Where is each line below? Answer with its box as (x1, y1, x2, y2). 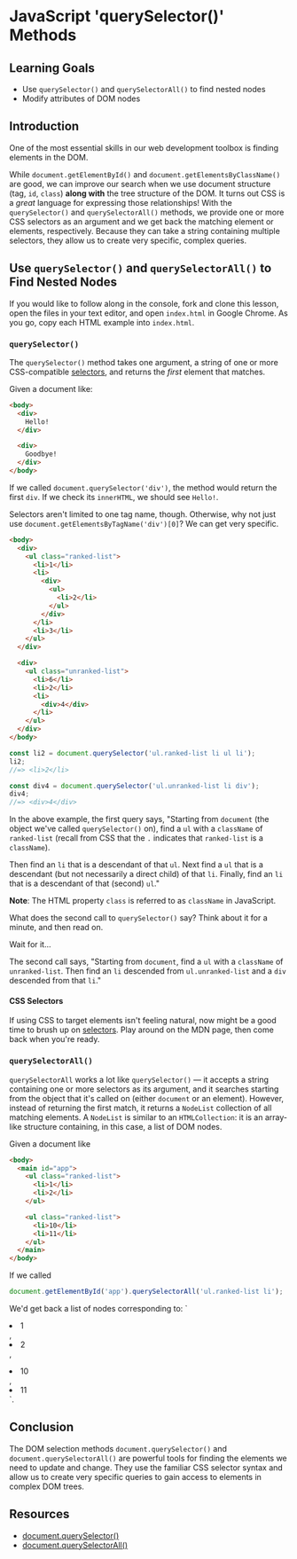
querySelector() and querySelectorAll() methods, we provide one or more (9, 207, 285, 217)
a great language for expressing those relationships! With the (9, 197, 232, 208)
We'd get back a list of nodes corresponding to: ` (9, 1304, 188, 1314)
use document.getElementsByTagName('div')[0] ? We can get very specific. (9, 518, 279, 529)
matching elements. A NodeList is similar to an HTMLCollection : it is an (9, 1111, 263, 1123)
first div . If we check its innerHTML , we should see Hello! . (9, 491, 219, 502)
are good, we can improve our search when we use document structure (9, 178, 271, 189)
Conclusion (9, 1420, 74, 1435)
